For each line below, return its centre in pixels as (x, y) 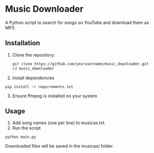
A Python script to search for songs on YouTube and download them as (77, 22)
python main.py (21, 137)
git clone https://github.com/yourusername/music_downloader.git (80, 64)
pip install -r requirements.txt (39, 87)
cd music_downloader (33, 68)
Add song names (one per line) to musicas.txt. (59, 123)
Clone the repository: (34, 55)
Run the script (26, 128)
